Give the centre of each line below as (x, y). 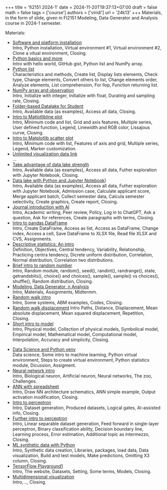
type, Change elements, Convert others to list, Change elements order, (85, 80)
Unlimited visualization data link (45, 154)
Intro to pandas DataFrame (40, 223)
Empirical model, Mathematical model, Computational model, (75, 334)
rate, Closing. (26, 101)
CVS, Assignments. (32, 239)
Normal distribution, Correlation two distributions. (63, 260)
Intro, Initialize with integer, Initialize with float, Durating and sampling (83, 95)
